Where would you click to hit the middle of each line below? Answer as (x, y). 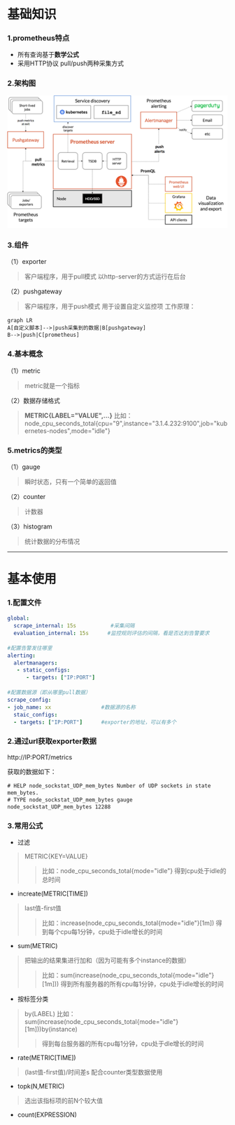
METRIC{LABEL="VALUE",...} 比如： (78, 415)
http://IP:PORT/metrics (40, 757)
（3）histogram (30, 526)
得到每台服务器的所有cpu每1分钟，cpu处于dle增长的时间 (123, 1044)
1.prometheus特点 (38, 38)
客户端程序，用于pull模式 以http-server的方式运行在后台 (105, 277)
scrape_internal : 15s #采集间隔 (74, 626)
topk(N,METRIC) (41, 1086)
